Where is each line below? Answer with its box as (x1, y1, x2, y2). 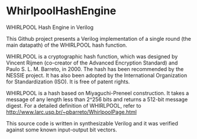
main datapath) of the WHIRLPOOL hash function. (6, 41, 127, 49)
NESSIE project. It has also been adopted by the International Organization (6, 72, 188, 79)
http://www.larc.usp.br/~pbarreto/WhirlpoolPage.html (6, 108, 137, 115)
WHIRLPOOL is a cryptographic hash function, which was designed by (6, 53, 178, 60)
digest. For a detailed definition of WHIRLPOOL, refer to (6, 102, 141, 109)
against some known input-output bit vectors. (6, 126, 117, 133)
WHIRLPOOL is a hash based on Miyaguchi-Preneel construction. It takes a (6, 89, 189, 96)
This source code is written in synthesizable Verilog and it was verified (6, 119, 179, 127)
